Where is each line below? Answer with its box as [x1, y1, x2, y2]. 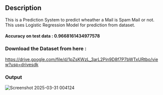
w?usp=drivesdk [5, 61, 39, 67]
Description [5, 4, 41, 12]
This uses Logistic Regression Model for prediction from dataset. [5, 22, 136, 28]
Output [5, 74, 22, 80]
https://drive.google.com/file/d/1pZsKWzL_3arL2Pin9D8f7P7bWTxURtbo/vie [5, 56, 159, 62]
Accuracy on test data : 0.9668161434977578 [5, 33, 100, 39]
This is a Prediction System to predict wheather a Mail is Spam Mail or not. [5, 17, 155, 22]
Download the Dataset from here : [5, 45, 87, 52]
